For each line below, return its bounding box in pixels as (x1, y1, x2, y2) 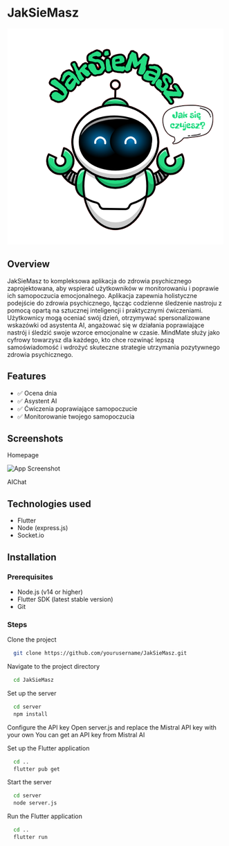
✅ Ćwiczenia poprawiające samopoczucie (17, 404, 138, 413)
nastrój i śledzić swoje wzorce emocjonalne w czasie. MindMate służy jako (7, 328, 220, 337)
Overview (7, 258, 51, 270)
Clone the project (7, 635, 57, 644)
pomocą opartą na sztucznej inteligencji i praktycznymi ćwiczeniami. (7, 306, 203, 315)
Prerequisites (7, 572, 53, 581)
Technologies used (7, 497, 91, 510)
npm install (13, 710, 48, 718)
